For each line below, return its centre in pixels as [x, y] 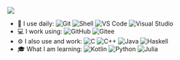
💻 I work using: [40, 31]
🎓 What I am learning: [50, 49]
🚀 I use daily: [35, 23]
